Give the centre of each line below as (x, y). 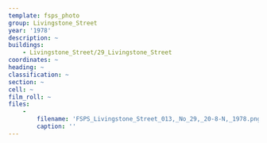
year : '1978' (30, 30)
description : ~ (33, 38)
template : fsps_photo (44, 15)
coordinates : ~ (33, 60)
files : (19, 104)
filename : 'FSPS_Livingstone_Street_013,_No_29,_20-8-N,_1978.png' (151, 119)
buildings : (26, 45)
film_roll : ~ (30, 97)
